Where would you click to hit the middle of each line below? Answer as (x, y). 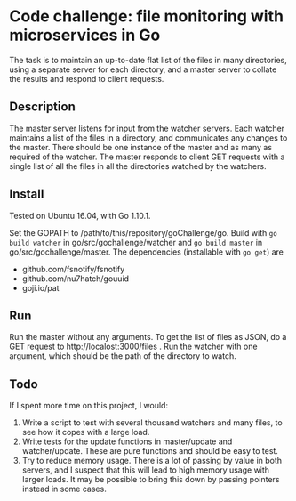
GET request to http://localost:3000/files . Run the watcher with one (133, 347)
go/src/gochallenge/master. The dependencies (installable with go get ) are (147, 252)
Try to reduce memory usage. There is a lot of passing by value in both (152, 461)
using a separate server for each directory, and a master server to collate (143, 69)
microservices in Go (85, 35)
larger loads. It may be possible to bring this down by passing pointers (151, 480)
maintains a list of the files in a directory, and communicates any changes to (148, 137)
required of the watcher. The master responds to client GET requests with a (147, 157)
